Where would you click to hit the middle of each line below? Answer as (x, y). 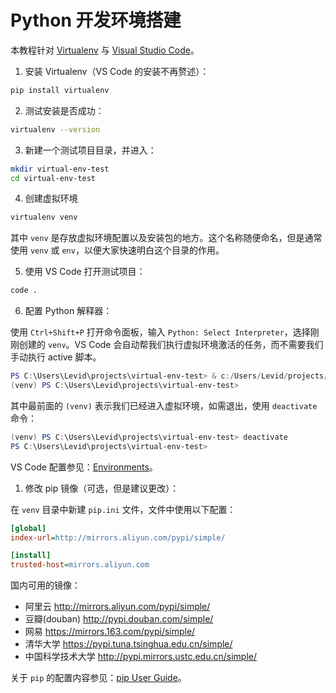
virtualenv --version (55, 129)
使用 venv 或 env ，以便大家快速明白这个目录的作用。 (117, 250)
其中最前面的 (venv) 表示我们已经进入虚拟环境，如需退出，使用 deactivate (164, 405)
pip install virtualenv (60, 90)
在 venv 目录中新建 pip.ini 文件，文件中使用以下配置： (123, 509)
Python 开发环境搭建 (96, 20)
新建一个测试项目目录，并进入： (90, 150)
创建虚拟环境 (51, 198)
